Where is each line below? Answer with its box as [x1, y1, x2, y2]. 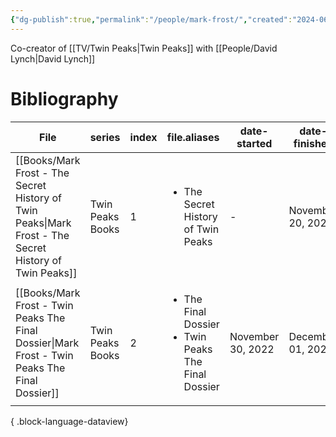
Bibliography [10, 87, 119, 110]
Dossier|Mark [15, 336, 80, 350]
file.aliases [166, 130, 220, 144]
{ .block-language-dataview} [10, 415, 129, 427]
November [229, 329, 280, 343]
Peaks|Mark [15, 216, 72, 230]
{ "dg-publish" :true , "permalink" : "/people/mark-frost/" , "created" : [10, 14, 293, 25]
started [236, 136, 273, 150]
